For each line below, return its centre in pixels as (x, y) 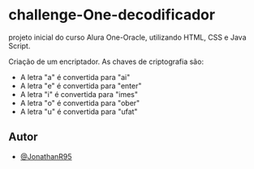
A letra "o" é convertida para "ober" (80, 103)
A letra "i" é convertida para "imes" (79, 94)
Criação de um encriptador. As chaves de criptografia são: (106, 61)
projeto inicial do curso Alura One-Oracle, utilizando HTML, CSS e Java (127, 37)
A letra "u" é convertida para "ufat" (79, 112)
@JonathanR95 (46, 156)
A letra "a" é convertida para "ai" (75, 77)
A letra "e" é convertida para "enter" (81, 86)
